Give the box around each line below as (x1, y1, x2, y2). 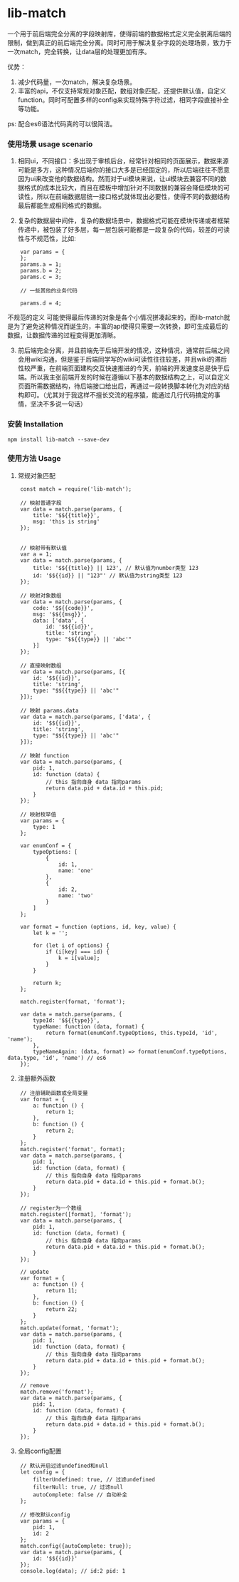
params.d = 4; (20, 300, 62, 307)
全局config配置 (17, 1446, 62, 1455)
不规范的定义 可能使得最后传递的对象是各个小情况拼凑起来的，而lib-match (7, 313, 224, 322)
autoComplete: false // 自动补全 (33, 1491, 128, 1499)
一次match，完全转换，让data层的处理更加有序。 (7, 47, 151, 56)
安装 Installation (7, 419, 64, 429)
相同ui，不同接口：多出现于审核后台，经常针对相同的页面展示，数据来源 (17, 157, 229, 165)
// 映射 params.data (20, 707, 79, 714)
